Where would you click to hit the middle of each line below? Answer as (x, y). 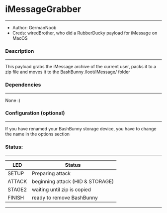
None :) (13, 100)
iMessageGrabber (43, 9)
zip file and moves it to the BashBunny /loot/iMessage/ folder (68, 72)
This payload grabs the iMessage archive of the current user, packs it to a (81, 67)
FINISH (16, 198)
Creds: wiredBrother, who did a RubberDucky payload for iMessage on (85, 33)
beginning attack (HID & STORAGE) (73, 182)
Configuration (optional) (35, 113)
